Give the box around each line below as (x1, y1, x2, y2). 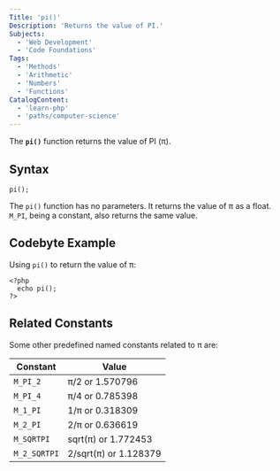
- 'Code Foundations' (17, 46, 97, 55)
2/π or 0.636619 (67, 418, 139, 430)
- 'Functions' (17, 87, 69, 96)
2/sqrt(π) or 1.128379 (67, 447, 162, 459)
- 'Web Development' (17, 37, 93, 47)
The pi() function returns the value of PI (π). (9, 136, 171, 147)
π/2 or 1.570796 (67, 375, 139, 388)
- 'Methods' (17, 63, 62, 72)
